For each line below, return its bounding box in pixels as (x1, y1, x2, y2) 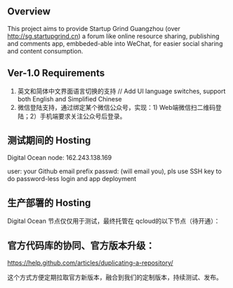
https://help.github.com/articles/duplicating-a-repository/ (7, 258, 173, 267)
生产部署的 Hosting (7, 196, 91, 208)
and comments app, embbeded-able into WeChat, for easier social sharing (7, 39, 223, 48)
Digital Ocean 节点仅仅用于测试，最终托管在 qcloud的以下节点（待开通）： (7, 217, 220, 225)
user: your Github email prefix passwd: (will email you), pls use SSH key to (7, 167, 222, 175)
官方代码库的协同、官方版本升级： (7, 239, 155, 251)
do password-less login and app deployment (7, 175, 137, 183)
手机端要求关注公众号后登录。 (39, 112, 126, 120)
